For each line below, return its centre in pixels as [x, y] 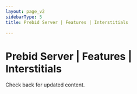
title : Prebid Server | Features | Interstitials [67, 22]
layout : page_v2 [25, 11]
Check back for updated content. [45, 85]
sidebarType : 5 [24, 17]
